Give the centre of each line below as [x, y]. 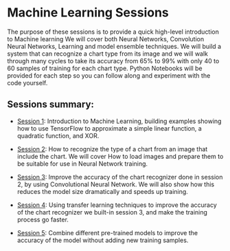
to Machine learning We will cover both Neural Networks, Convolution [106, 39]
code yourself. [27, 83]
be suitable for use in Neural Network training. [82, 164]
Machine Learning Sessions [88, 13]
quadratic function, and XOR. [58, 135]
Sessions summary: [51, 105]
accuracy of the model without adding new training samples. [103, 240]
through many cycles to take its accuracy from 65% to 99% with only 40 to [113, 61]
